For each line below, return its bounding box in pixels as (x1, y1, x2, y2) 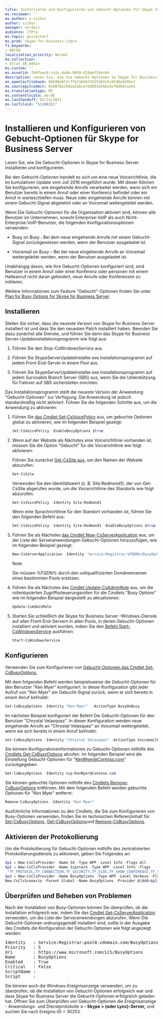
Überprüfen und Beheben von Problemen (5, 892, 132, 900)
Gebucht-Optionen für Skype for (5, 133, 139, 144)
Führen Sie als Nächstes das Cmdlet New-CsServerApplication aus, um (12, 532, 155, 538)
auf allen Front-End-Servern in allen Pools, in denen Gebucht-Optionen (12, 618, 154, 624)
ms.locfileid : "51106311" (5, 102, 57, 107)
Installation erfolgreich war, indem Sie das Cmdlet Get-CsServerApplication (5, 910, 155, 916)
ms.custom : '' (5, 66, 34, 71)
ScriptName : (5, 969, 36, 974)
